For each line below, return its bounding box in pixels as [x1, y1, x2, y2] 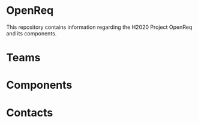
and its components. [6, 29, 57, 37]
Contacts [6, 106, 53, 119]
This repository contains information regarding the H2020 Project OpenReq [6, 23, 193, 31]
